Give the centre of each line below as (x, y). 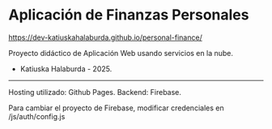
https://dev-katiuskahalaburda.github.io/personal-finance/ (105, 37)
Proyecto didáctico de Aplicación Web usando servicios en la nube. (121, 53)
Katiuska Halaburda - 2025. (66, 69)
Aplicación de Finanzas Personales (129, 15)
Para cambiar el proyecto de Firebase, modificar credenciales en (116, 108)
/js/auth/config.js (37, 116)
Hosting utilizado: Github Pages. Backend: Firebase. (95, 92)
